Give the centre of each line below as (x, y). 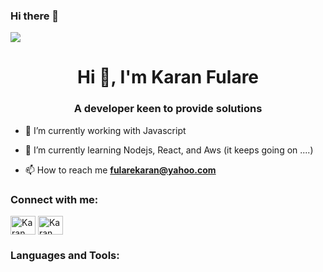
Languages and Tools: (65, 255)
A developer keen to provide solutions (168, 109)
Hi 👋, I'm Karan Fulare (168, 77)
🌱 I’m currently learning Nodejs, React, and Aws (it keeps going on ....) (169, 150)
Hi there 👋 (35, 16)
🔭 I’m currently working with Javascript (105, 130)
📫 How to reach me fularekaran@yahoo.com (120, 170)
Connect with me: (54, 199)
